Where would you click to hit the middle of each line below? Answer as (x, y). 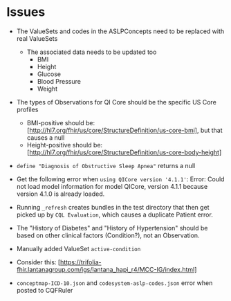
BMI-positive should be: (61, 122)
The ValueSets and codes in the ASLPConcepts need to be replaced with (120, 31)
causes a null (46, 137)
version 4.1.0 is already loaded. (61, 194)
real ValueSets (37, 38)
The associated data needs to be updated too (92, 52)
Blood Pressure (59, 81)
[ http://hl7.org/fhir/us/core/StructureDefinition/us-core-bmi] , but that (124, 130)
